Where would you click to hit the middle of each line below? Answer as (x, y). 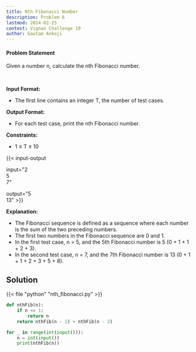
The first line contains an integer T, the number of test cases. (89, 100)
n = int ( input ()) (38, 338)
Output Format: (26, 112)
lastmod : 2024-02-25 (32, 23)
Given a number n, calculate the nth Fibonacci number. (73, 66)
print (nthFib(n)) (38, 343)
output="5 (19, 194)
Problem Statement (31, 53)
